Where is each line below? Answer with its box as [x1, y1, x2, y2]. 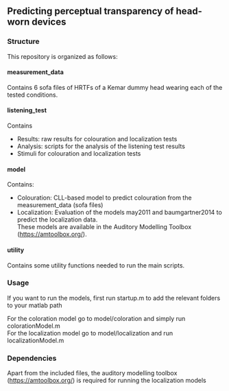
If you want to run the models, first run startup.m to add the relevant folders [7, 294, 221, 302]
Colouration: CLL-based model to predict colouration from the [16, 193, 192, 202]
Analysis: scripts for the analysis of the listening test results [16, 142, 185, 150]
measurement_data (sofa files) [16, 201, 104, 209]
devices [32, 16, 67, 28]
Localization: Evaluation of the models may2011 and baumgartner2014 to [16, 209, 223, 217]
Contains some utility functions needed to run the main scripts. [7, 261, 185, 270]
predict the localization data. [16, 215, 98, 224]
